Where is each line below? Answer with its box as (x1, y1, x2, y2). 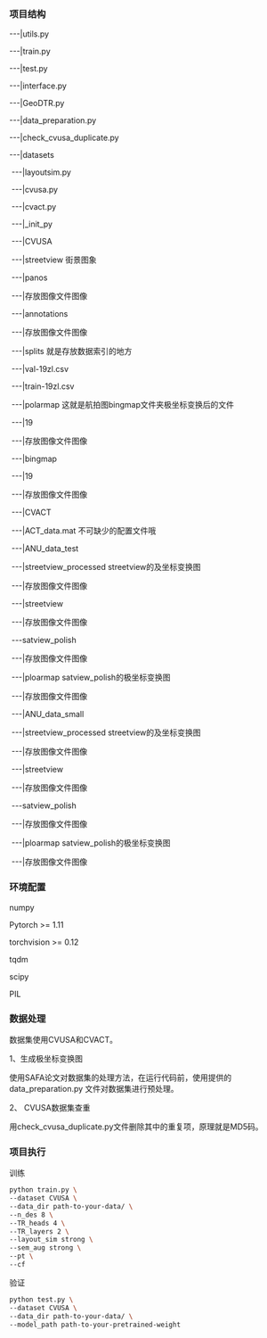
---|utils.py (9, 29, 50, 39)
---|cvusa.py (11, 185, 59, 195)
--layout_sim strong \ (9, 1235, 93, 1244)
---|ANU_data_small (11, 709, 85, 720)
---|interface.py (9, 80, 67, 91)
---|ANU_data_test (11, 543, 79, 554)
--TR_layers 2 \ (9, 1226, 69, 1236)
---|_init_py (11, 219, 53, 229)
